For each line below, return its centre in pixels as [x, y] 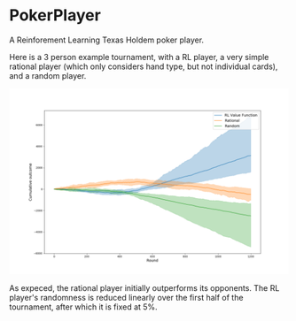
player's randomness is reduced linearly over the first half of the [126, 297]
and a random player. [48, 75]
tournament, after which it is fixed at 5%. [83, 307]
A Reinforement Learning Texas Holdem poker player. [107, 40]
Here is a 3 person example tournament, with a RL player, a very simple [139, 57]
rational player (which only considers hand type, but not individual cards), [144, 66]
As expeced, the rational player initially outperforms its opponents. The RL [144, 287]
